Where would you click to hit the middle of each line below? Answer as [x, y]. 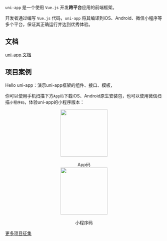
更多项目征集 [18, 233]
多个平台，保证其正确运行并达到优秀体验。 [49, 24]
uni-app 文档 [18, 55]
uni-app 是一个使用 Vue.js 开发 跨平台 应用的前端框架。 [61, 7]
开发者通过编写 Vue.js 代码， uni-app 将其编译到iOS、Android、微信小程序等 [84, 18]
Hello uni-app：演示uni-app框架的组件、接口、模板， [60, 85]
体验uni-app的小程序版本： [56, 102]
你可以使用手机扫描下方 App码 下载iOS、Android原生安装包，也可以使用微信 [81, 96]
